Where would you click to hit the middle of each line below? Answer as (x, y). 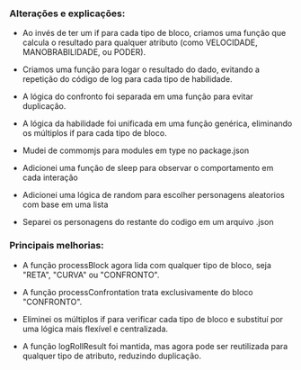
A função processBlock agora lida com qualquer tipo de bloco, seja (147, 265)
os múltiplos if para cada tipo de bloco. (95, 133)
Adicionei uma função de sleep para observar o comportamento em (148, 168)
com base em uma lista (65, 204)
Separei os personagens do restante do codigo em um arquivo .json (148, 222)
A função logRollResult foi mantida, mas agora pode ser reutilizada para (155, 346)
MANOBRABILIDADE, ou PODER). (84, 52)
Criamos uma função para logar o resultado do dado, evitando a (141, 69)
